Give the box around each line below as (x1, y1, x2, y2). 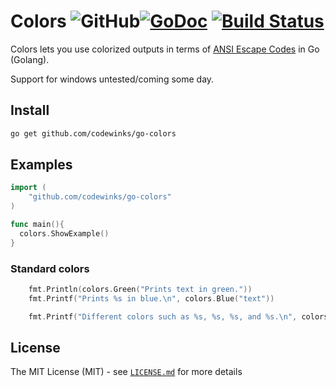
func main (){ (10, 220, 65, 230)
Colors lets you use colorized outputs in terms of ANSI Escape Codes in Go (10, 43, 320, 55)
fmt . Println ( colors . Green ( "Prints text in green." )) (28, 284, 253, 294)
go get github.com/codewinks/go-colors (10, 128, 177, 139)
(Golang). (10, 53, 50, 65)
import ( (10, 183, 47, 193)
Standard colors (10, 261, 90, 275)
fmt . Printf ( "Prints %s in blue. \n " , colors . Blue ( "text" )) (28, 293, 275, 304)
